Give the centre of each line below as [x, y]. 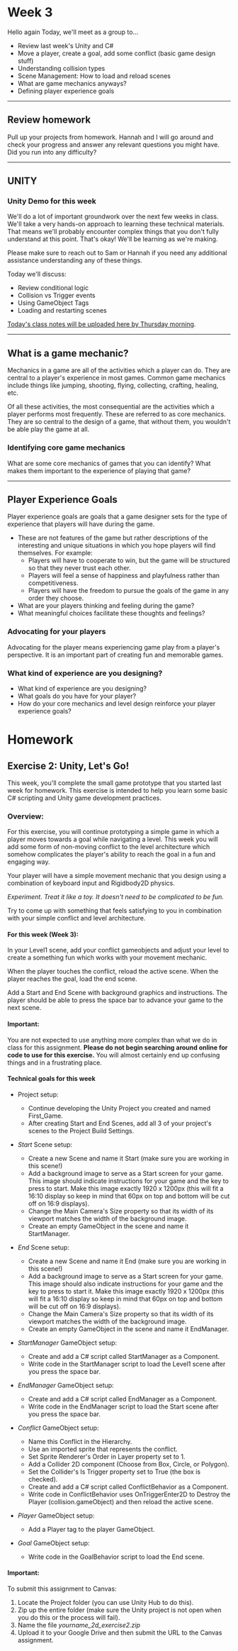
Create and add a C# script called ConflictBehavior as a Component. [128, 1486]
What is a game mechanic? [68, 353]
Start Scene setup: [45, 1144]
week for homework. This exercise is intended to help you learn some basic [118, 790]
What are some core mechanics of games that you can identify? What [109, 463]
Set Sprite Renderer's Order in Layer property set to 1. [107, 1456]
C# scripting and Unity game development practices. [84, 798]
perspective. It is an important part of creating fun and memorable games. [115, 655]
